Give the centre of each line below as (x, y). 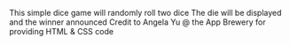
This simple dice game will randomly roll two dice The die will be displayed (145, 13)
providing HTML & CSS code (61, 31)
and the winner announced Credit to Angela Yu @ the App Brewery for (137, 22)
